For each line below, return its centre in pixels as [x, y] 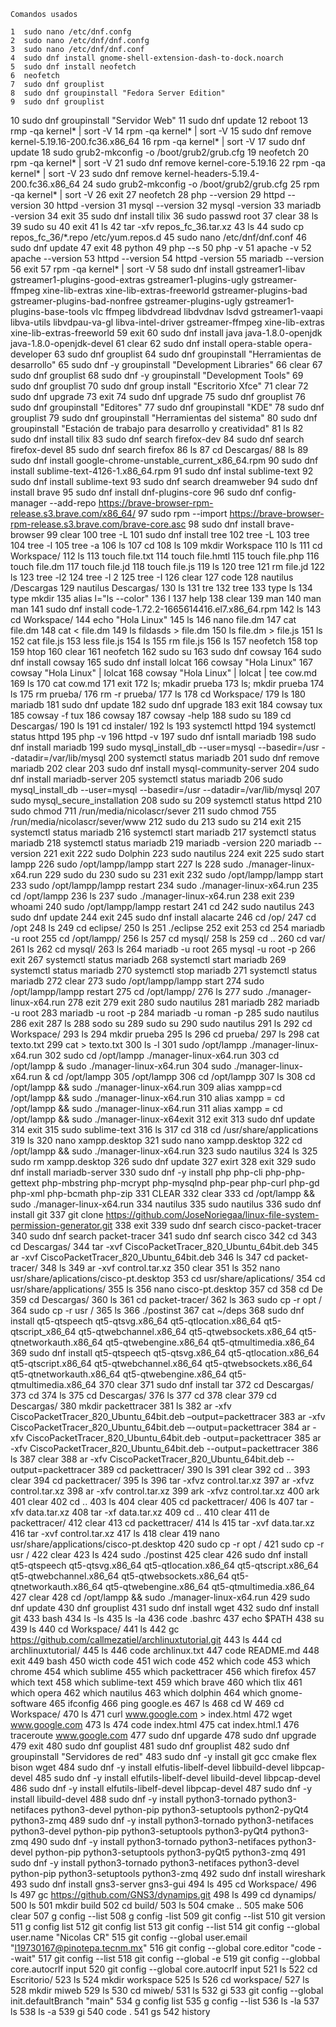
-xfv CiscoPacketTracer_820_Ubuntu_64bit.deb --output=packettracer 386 [164, 1448]
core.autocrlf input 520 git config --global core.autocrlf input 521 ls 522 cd [164, 1969]
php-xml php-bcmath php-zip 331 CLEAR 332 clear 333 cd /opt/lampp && [162, 1193]
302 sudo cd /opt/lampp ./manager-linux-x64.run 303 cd [162, 1055]
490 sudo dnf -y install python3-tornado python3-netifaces [153, 1841]
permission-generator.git [61, 1225]
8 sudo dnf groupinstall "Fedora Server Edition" [118, 93]
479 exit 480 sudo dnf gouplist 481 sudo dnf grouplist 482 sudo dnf [150, 1746]
